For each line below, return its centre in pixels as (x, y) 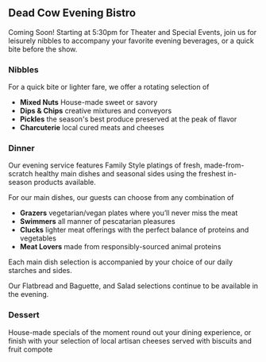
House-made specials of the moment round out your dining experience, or (130, 332)
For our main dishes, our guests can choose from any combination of (121, 198)
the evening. (29, 295)
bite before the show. (43, 49)
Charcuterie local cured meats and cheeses (92, 128)
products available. (65, 183)
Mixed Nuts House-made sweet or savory (89, 102)
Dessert (24, 315)
